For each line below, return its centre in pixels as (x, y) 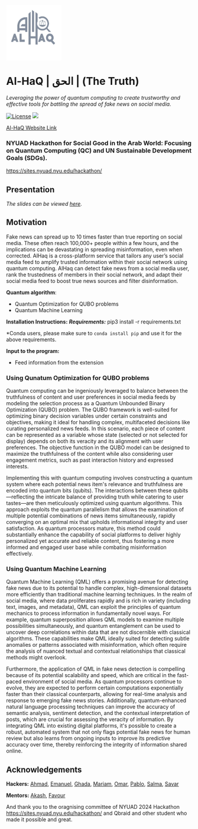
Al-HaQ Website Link (32, 128)
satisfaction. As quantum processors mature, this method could (83, 528)
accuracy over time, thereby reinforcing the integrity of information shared (97, 745)
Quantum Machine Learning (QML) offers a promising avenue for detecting (97, 582)
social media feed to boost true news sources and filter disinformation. (92, 281)
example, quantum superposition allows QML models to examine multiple (95, 620)
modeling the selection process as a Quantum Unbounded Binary (86, 404)
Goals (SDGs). (27, 158)
